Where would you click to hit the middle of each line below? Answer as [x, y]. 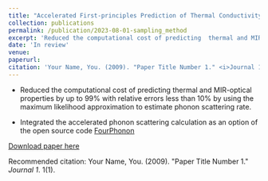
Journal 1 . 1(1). [32, 169]
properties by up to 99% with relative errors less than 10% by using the [137, 98]
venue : [19, 52]
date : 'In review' [39, 45]
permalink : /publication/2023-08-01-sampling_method [98, 30]
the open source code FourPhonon [77, 130]
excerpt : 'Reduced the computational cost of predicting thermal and [128, 38]
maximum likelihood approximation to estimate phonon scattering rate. [136, 106]
